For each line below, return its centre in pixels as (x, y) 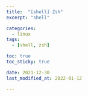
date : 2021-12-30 (28, 72)
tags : (13, 40)
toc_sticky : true (28, 62)
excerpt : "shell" (28, 18)
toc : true (19, 56)
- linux (21, 34)
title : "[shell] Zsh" (35, 12)
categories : (21, 28)
